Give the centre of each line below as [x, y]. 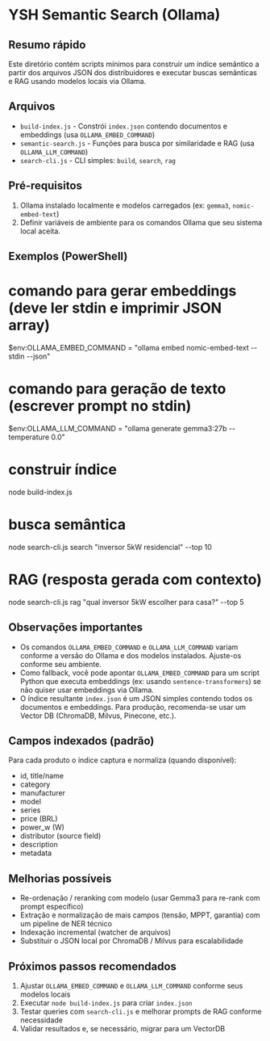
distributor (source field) [60, 836]
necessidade [41, 1020]
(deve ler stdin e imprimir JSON [115, 308]
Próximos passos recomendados [93, 966]
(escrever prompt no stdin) [100, 406]
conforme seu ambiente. [61, 664]
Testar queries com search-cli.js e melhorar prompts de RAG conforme [141, 1011]
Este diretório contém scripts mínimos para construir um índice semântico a [134, 64]
